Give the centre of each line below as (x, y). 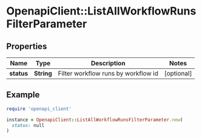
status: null (28, 125)
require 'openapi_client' (39, 109)
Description (108, 63)
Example (23, 95)
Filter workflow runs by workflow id (108, 73)
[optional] (178, 73)
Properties (27, 46)
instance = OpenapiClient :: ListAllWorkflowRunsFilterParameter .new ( (95, 120)
